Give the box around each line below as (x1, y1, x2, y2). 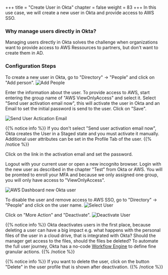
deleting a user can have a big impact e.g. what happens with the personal (5, 227, 161, 233)
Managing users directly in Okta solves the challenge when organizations (5, 39, 158, 45)
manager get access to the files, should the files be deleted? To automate (5, 238, 158, 244)
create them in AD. (5, 50, 44, 56)
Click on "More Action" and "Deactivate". (5, 212, 91, 218)
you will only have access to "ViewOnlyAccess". (5, 177, 105, 183)
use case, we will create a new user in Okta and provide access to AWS (5, 10, 154, 16)
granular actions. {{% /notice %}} (5, 248, 75, 255)
